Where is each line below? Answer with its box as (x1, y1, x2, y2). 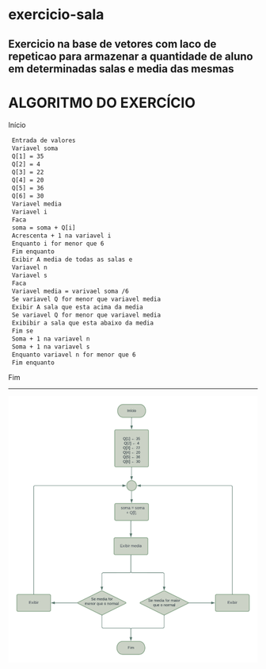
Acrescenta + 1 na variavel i (11, 232, 112, 240)
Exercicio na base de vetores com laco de (8, 37, 217, 51)
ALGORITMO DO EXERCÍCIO (8, 94, 196, 112)
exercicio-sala (8, 6, 104, 24)
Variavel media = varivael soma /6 (11, 287, 129, 295)
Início (8, 120, 26, 129)
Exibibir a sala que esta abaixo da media (11, 319, 154, 327)
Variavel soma (11, 144, 59, 152)
